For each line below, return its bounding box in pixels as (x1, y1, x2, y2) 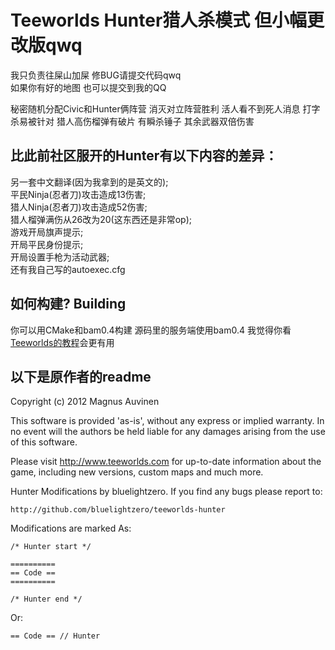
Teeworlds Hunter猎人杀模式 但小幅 (10, 9, 307, 32)
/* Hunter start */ (10, 542, 92, 552)
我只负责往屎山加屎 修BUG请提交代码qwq (10, 69, 182, 81)
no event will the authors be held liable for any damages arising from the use (10, 426, 326, 438)
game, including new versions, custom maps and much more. (10, 466, 264, 478)
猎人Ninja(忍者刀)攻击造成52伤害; (10, 201, 148, 213)
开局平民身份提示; (10, 238, 84, 250)
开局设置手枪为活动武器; (10, 251, 110, 263)
